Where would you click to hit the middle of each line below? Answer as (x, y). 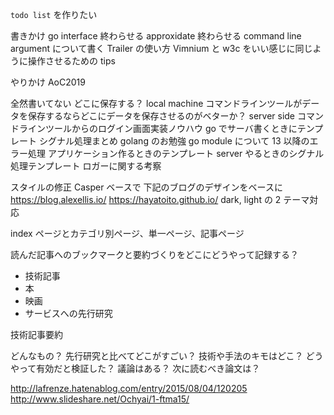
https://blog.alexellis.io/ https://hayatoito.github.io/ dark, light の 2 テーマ (160, 199)
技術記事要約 (36, 334)
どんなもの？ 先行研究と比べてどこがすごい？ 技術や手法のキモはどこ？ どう (167, 356)
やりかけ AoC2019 (48, 82)
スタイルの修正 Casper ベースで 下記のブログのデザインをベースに (146, 187)
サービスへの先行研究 (68, 313)
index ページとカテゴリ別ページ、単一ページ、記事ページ (127, 233)
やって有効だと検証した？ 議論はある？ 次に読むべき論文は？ (135, 368)
